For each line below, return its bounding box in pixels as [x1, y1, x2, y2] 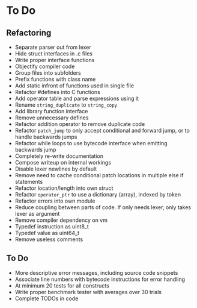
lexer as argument [14, 210, 60, 217]
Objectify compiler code [14, 63, 75, 70]
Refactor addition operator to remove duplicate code [14, 121, 145, 127]
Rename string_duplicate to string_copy [14, 101, 118, 108]
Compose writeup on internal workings [14, 159, 112, 166]
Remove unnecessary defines [14, 114, 89, 121]
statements [14, 178, 43, 185]
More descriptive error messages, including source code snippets [14, 269, 178, 276]
